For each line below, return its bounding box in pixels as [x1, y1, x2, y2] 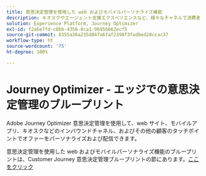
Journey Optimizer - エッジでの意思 [6, 82, 189, 96]
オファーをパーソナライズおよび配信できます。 [22, 134, 140, 142]
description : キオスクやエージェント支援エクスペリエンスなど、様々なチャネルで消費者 [6, 15, 201, 21]
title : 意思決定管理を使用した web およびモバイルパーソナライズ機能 [6, 9, 162, 15]
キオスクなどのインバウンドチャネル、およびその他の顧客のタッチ [22, 127, 189, 134]
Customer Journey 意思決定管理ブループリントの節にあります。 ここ [27, 155, 199, 163]
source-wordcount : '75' [6, 44, 67, 50]
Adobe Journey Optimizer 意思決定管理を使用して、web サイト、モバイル [6, 119, 192, 126]
